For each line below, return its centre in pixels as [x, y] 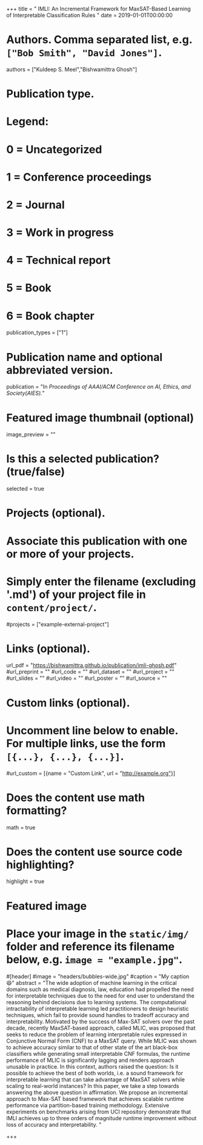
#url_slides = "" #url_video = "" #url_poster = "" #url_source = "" [87, 678]
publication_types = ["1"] [37, 332]
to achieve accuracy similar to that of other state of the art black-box [92, 1047]
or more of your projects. [70, 554]
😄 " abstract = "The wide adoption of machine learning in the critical [92, 982]
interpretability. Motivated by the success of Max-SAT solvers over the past [101, 1021]
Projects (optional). [56, 513]
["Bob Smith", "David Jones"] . [84, 52]
